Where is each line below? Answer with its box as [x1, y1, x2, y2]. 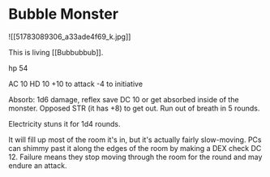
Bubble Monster [8, 5, 119, 24]
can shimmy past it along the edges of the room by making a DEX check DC [8, 143, 262, 153]
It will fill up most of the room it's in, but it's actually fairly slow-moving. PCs [8, 135, 262, 145]
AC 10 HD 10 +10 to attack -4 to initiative [8, 79, 144, 88]
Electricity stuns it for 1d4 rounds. [8, 119, 121, 128]
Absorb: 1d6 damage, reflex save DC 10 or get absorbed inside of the [8, 94, 239, 104]
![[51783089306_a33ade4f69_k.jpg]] [8, 32, 131, 41]
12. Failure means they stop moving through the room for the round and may [8, 152, 263, 162]
